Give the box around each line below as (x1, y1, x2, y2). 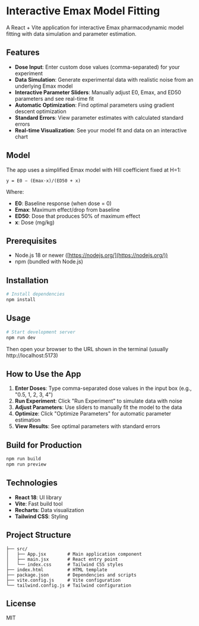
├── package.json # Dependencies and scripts (6, 572, 137, 578)
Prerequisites (6, 235, 57, 246)
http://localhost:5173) (6, 352, 58, 359)
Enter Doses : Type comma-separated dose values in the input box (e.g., (14, 385, 192, 392)
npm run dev (6, 334, 36, 340)
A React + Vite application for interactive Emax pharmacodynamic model (6, 24, 184, 31)
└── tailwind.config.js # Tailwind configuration (6, 582, 132, 588)
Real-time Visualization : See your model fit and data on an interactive (14, 126, 187, 134)
